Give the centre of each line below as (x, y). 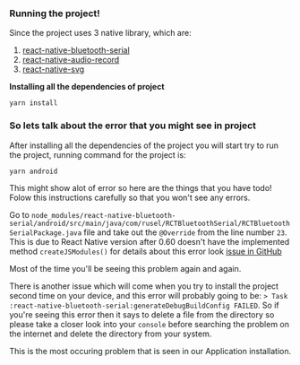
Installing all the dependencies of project (87, 87)
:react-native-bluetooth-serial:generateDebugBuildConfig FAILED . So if (144, 305)
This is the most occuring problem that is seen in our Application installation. (150, 351)
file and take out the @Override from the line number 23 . (186, 232)
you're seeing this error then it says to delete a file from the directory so (142, 314)
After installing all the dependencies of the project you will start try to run (144, 145)
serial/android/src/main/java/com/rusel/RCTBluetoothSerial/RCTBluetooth (150, 223)
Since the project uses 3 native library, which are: (100, 33)
